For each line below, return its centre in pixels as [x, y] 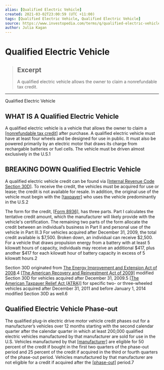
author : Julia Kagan [26, 28]
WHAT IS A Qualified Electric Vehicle [62, 116]
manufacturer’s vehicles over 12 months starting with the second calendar [79, 326]
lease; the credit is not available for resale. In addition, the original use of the [82, 192]
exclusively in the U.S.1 [28, 154]
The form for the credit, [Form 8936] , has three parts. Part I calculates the [79, 211]
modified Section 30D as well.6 [36, 293]
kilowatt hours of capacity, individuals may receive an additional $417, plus [80, 248]
